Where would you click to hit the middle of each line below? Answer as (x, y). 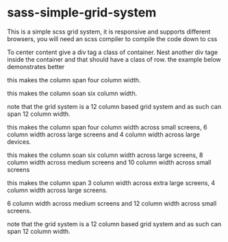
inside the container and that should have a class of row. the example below (114, 59)
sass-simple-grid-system (82, 13)
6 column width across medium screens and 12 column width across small (112, 203)
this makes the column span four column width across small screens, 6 (107, 127)
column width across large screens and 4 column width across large (103, 134)
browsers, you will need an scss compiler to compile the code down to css (112, 38)
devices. (19, 141)
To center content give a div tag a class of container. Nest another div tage (112, 52)
